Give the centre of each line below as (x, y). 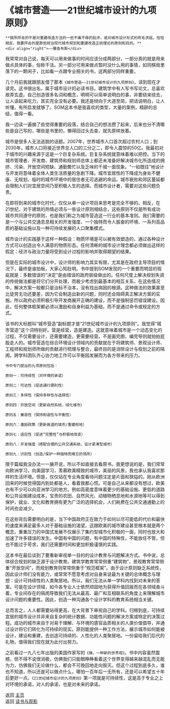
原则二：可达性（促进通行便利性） (35, 385)
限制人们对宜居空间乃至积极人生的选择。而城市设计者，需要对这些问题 (82, 186)
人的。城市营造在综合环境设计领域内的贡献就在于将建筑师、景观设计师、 (89, 343)
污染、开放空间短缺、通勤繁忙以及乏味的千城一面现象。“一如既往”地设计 (89, 166)
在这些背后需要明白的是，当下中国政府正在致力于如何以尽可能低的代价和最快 (85, 519)
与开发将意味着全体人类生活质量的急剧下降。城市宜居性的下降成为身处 (78, 173)
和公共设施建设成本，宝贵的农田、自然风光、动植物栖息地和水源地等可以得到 (85, 495)
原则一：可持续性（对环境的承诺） (35, 376)
